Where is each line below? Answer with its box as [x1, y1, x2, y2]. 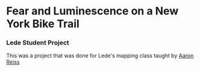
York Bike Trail [6, 17, 80, 31]
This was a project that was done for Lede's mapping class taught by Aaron [6, 52, 194, 60]
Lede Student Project [6, 39, 69, 47]
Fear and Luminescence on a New [6, 4, 179, 18]
